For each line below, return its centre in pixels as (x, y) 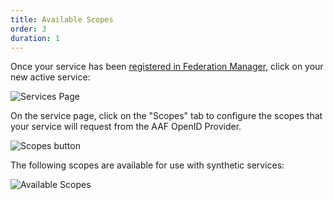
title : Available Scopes (62, 19)
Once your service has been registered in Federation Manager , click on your (167, 67)
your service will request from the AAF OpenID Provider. (126, 127)
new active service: (50, 77)
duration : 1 (35, 38)
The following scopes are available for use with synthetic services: (147, 165)
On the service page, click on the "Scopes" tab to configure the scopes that (166, 116)
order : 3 (28, 29)
